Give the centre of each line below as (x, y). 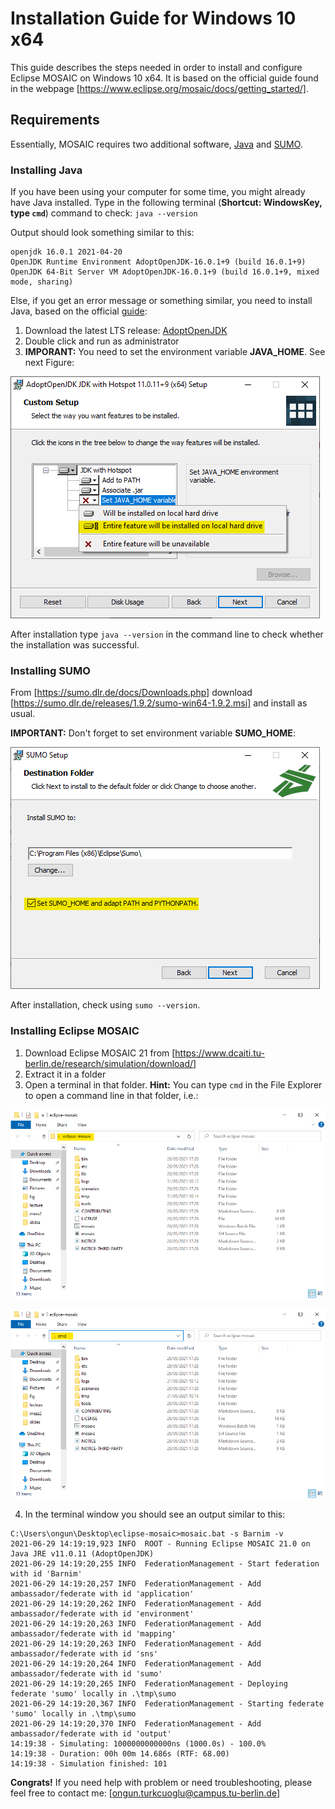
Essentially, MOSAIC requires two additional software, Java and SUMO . (156, 144)
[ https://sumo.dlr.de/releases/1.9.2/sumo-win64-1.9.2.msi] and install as (159, 703)
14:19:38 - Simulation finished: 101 (89, 1763)
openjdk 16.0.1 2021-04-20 (66, 252)
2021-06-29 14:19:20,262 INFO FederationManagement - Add (136, 1603)
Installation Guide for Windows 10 (153, 18)
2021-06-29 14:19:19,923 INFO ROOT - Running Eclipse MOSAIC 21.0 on (160, 1543)
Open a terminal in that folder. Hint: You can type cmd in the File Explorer (173, 1084)
